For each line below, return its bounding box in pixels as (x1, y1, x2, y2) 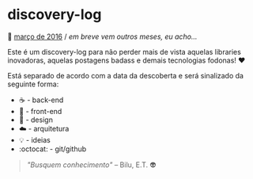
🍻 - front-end (18, 106, 62, 116)
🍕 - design (18, 115, 53, 124)
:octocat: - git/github (18, 144, 87, 154)
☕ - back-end (18, 95, 64, 105)
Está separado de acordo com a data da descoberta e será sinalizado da (7, 70, 244, 80)
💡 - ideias (18, 135, 51, 144)
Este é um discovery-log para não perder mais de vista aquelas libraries (7, 47, 242, 56)
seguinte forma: (7, 79, 59, 89)
